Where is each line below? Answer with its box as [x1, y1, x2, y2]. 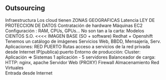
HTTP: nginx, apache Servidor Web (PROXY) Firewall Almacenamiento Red [5, 59, 159, 65]
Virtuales [5, 65, 24, 71]
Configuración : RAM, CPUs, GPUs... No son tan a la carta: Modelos [5, 27, 144, 34]
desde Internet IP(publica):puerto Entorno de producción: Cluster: [5, 49, 141, 55]
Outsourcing [5, 4, 45, 12]
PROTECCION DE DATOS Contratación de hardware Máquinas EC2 [5, 22, 143, 28]
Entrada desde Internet [5, 70, 52, 76]
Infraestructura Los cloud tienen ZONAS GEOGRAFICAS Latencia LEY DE [5, 17, 155, 23]
